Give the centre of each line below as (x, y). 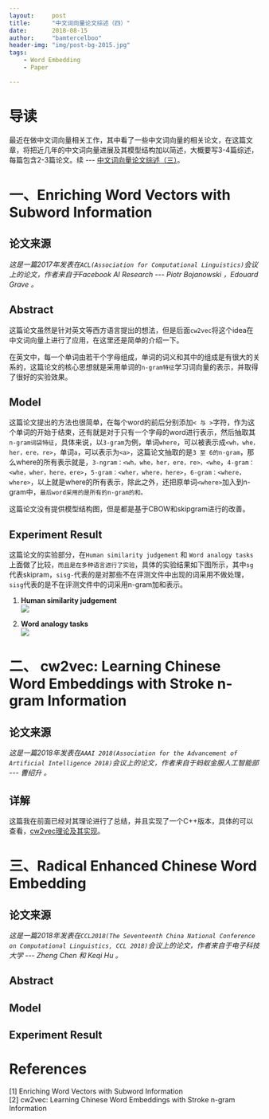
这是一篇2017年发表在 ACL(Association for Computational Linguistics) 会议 (134, 264)
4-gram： (241, 463)
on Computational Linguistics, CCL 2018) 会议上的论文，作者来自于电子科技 (134, 945)
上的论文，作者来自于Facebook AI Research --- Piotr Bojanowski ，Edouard (134, 274)
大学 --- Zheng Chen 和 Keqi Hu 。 (66, 955)
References (48, 1069)
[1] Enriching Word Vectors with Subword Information (96, 1091)
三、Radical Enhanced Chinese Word (133, 866)
